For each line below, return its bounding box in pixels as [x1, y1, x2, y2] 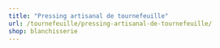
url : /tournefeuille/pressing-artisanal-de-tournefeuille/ [8, 20, 213, 28]
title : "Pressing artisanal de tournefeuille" [8, 11, 169, 20]
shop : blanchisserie [8, 27, 79, 35]
